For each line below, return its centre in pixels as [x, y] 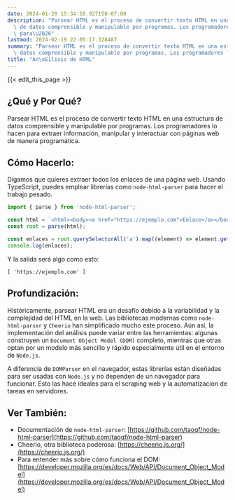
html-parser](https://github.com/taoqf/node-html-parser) [100, 437]
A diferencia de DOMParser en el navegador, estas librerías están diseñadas [114, 368]
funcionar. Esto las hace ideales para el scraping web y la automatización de [117, 384]
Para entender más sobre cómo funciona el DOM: [89, 459]
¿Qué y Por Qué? [44, 101]
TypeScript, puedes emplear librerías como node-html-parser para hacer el [115, 187]
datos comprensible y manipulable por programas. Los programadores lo [113, 126]
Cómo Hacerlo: [41, 162]
